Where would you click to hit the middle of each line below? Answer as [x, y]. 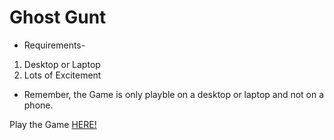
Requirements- [54, 45]
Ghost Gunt [58, 17]
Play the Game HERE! [53, 124]
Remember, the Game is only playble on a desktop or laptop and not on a [174, 94]
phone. [38, 105]
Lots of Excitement [62, 75]
